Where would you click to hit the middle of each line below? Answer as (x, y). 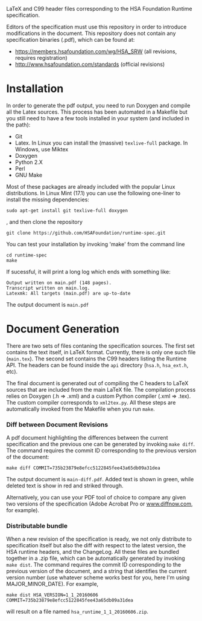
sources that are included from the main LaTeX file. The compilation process (101, 389)
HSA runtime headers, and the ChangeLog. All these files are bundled (93, 552)
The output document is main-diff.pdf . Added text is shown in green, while (100, 480)
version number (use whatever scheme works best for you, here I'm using (98, 577)
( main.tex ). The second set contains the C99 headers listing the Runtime (96, 359)
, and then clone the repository (45, 222)
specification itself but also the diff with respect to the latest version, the (96, 545)
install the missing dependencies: (48, 200)
